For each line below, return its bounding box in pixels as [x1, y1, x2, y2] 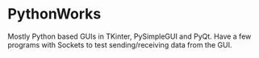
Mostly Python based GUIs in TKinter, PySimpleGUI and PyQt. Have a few [7, 31, 252, 41]
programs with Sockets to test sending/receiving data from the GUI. [7, 39, 232, 49]
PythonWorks [7, 5, 102, 23]
